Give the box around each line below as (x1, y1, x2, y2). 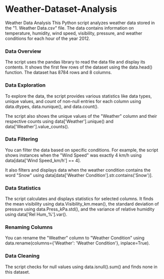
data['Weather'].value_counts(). (5, 123, 70, 129)
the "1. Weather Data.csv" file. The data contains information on (5, 25, 134, 31)
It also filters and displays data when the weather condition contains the (5, 167, 151, 173)
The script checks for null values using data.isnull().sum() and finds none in (5, 264, 158, 270)
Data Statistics (5, 184, 41, 191)
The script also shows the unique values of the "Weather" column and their (5, 113, 157, 119)
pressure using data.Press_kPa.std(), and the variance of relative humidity (5, 206, 155, 212)
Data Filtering (5, 136, 38, 142)
